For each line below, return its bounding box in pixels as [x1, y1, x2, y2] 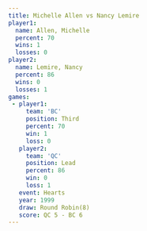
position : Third [25, 115, 80, 123]
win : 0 [25, 174, 47, 183]
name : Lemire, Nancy [15, 64, 83, 71]
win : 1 [25, 129, 47, 137]
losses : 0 [15, 48, 47, 56]
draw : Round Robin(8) [18, 203, 90, 211]
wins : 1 [15, 41, 41, 49]
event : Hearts [18, 188, 66, 197]
